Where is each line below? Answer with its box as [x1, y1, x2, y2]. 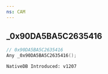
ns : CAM [6, 8, 26, 15]
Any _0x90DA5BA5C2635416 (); [6, 52, 77, 59]
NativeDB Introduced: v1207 [6, 64, 77, 70]
